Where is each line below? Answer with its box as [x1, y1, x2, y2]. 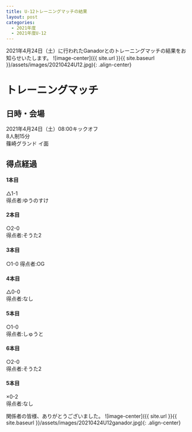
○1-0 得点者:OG [6, 261, 45, 268]
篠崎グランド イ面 [6, 140, 49, 147]
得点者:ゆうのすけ [6, 197, 49, 204]
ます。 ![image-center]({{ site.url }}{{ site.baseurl [36, 55, 155, 62]
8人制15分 [6, 133, 30, 140]
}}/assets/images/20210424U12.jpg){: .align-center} [6, 61, 132, 68]
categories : [6, 19, 35, 25]
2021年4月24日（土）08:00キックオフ [6, 126, 98, 133]
